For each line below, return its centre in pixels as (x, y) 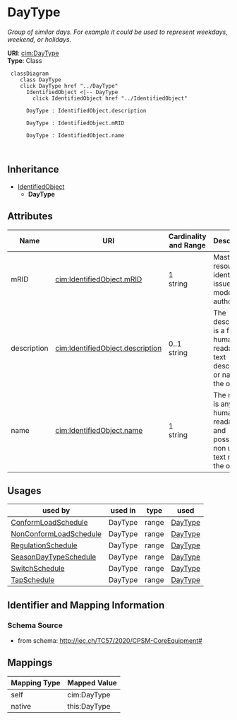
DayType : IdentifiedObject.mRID (75, 123)
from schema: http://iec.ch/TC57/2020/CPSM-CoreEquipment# (110, 641)
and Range (187, 245)
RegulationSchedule (44, 545)
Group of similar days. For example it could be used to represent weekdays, (117, 32)
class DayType (41, 80)
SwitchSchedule (38, 569)
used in (123, 511)
